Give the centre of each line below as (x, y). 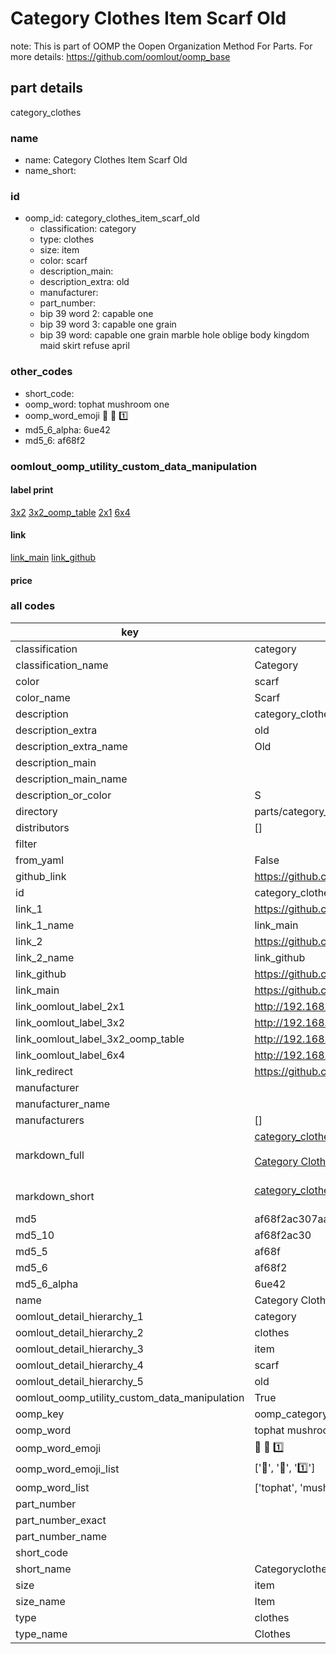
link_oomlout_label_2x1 (70, 1006)
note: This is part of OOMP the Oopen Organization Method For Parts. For (161, 46)
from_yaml (40, 860)
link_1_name (45, 925)
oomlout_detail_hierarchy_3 (79, 1349)
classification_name (62, 665)
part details (47, 88)
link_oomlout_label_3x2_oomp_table (100, 1039)
